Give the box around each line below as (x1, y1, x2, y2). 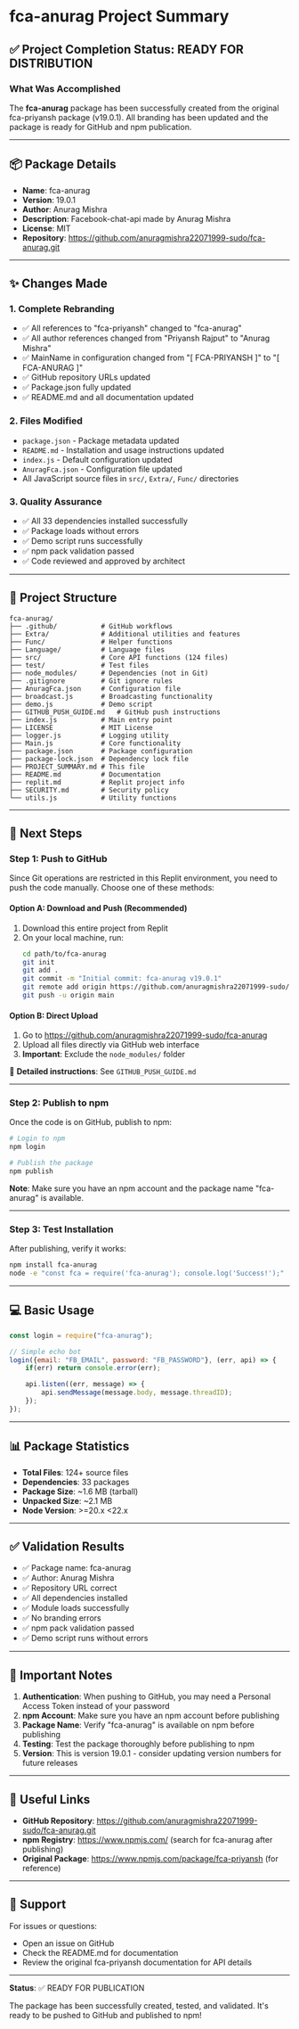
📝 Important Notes (9, 1667, 113, 1682)
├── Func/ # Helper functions (9, 637, 174, 646)
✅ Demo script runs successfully (21, 535, 143, 546)
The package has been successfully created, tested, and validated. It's (9, 2000, 269, 2011)
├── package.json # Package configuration (9, 746, 193, 755)
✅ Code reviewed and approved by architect (21, 555, 185, 566)
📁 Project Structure (9, 590, 117, 605)
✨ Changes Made (9, 276, 109, 292)
